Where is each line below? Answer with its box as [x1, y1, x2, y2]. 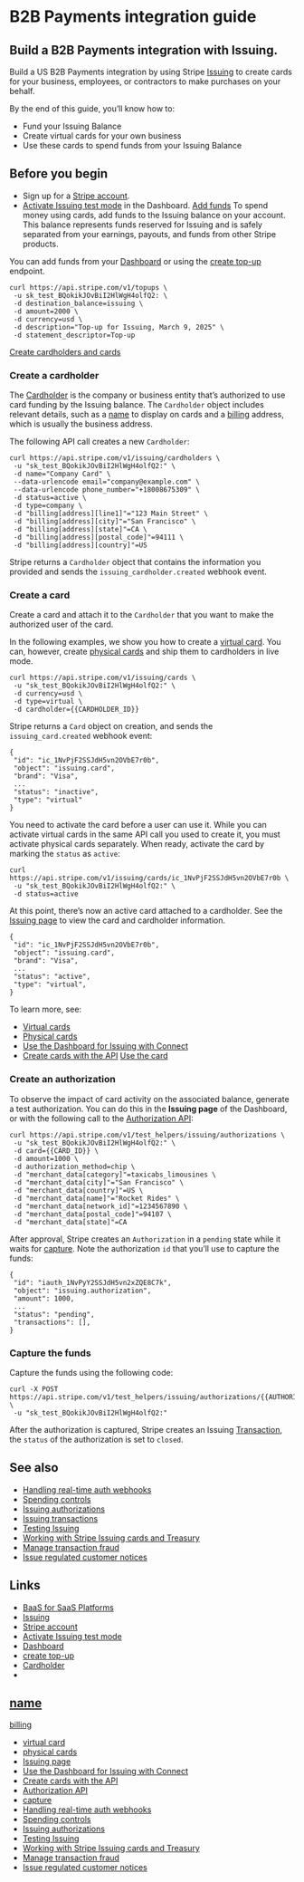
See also [9, 1460, 59, 1475]
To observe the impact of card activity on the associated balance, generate [9, 1093, 290, 1104]
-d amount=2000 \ [13, 306, 79, 316]
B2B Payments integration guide [9, 6, 257, 27]
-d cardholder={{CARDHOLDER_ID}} [13, 705, 140, 715]
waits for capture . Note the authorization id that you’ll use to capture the [9, 1243, 280, 1253]
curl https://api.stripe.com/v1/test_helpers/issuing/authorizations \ [9, 1130, 285, 1139]
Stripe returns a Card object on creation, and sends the [9, 721, 214, 732]
